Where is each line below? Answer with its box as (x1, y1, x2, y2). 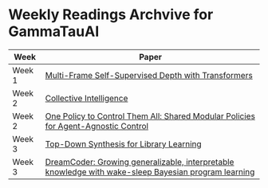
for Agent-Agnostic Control (45, 120, 149, 131)
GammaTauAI (8, 22, 100, 41)
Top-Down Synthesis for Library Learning (45, 138, 202, 149)
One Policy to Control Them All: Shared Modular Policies (45, 110, 255, 121)
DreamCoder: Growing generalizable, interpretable (45, 156, 235, 167)
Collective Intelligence (45, 92, 128, 104)
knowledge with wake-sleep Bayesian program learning (45, 166, 255, 177)
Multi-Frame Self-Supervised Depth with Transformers (45, 69, 253, 80)
